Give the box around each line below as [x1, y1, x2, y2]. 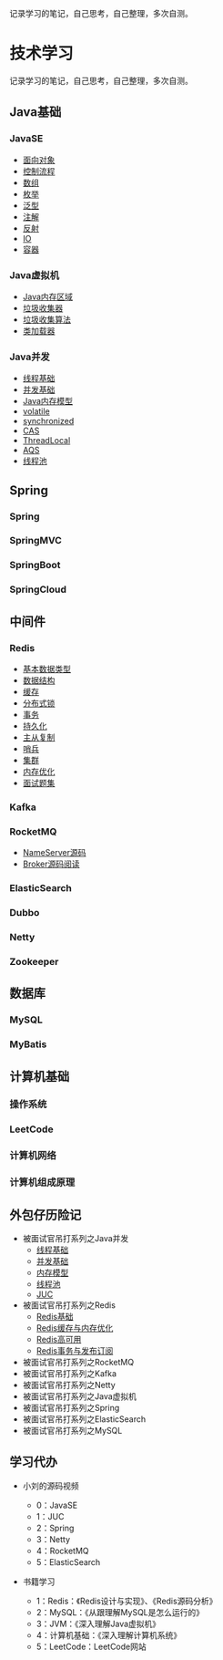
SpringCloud [9, 583, 66, 596]
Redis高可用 [35, 1334, 82, 1345]
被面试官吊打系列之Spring [22, 1403, 120, 1414]
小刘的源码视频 [22, 1480, 79, 1491]
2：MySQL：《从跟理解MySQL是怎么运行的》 [35, 1606, 205, 1617]
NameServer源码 [22, 847, 86, 858]
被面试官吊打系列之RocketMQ [22, 1357, 135, 1368]
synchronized [22, 416, 75, 427]
